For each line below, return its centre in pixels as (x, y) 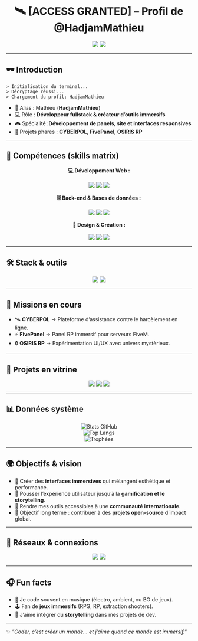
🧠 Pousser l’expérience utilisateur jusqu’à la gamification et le (90, 493)
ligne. (21, 328)
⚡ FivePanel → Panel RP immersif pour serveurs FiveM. (82, 335)
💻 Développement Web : (99, 170)
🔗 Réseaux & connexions (52, 543)
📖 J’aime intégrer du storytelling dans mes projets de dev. (85, 615)
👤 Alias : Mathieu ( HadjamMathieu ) (57, 107)
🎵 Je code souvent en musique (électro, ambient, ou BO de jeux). (94, 600)
